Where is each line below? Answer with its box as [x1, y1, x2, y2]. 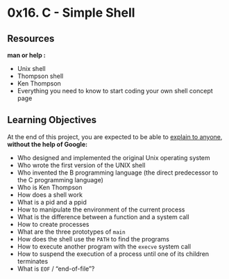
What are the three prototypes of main [17, 228, 126, 236]
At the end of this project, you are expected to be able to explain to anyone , [7, 132, 223, 141]
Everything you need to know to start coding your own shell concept [17, 87, 213, 95]
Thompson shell [17, 72, 64, 80]
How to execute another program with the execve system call [17, 242, 192, 250]
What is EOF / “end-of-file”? [17, 264, 95, 273]
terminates [17, 257, 49, 265]
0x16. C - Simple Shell [7, 5, 135, 21]
